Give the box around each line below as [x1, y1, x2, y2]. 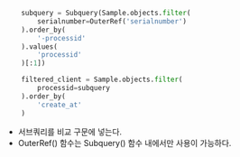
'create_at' [37, 100, 83, 109]
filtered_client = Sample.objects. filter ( [21, 75, 183, 85]
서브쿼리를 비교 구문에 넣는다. [17, 126, 123, 137]
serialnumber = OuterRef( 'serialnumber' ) [37, 16, 188, 26]
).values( [21, 42, 59, 51]
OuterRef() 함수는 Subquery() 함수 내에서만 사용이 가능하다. [17, 137, 232, 148]
